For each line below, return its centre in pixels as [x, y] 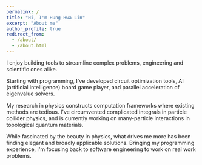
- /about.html [29, 46]
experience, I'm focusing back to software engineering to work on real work [101, 149]
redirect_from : [25, 34]
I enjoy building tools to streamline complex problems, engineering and [95, 63]
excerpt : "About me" [32, 23]
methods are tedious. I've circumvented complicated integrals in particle [96, 112]
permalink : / [23, 12]
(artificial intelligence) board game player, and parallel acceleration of [93, 87]
